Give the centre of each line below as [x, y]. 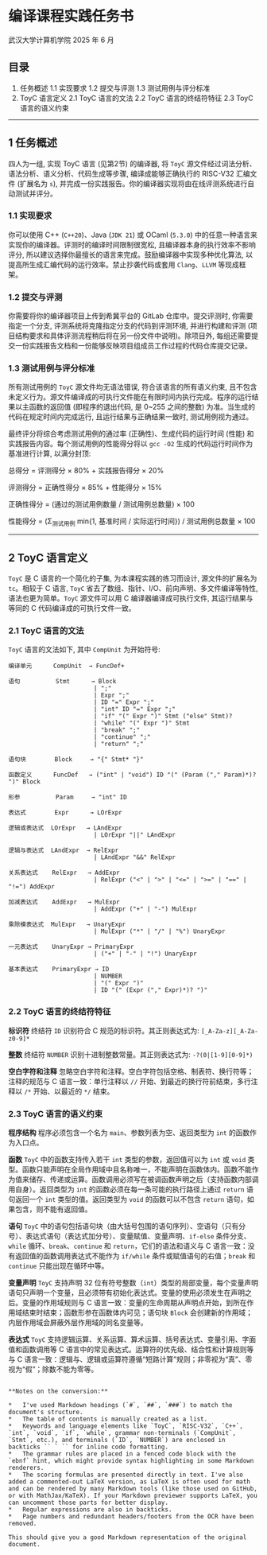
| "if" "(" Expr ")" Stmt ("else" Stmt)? [163, 717]
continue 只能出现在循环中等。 [58, 1265]
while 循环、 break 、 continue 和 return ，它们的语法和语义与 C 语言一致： [128, 1246]
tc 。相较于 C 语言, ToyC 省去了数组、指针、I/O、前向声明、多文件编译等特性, [133, 589]
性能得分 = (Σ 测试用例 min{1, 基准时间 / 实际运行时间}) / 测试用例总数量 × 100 [132, 522]
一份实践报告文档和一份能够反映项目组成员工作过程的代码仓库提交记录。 [133, 346]
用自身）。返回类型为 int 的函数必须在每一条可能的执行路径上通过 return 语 [131, 1189]
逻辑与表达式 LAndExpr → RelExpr [64, 851]
